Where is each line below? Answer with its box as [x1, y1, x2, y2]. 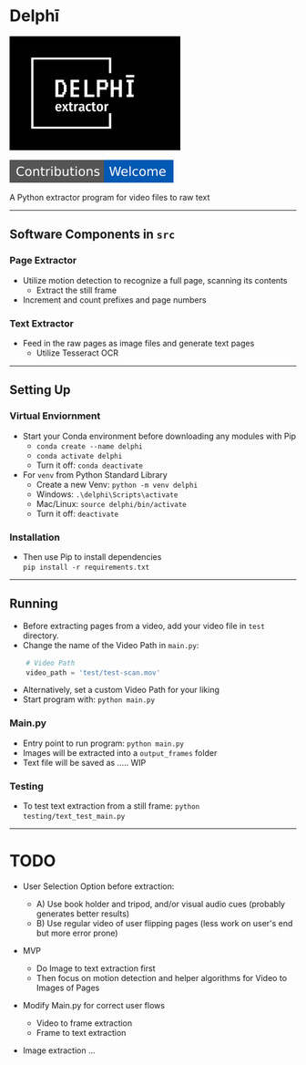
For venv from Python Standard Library [22, 469, 168, 480]
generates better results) [36, 908, 130, 919]
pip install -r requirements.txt [22, 563, 150, 572]
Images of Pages [36, 982, 100, 993]
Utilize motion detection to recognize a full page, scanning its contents [22, 274, 288, 285]
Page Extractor [9, 254, 77, 267]
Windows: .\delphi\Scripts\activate [36, 489, 178, 500]
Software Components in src [9, 227, 176, 243]
